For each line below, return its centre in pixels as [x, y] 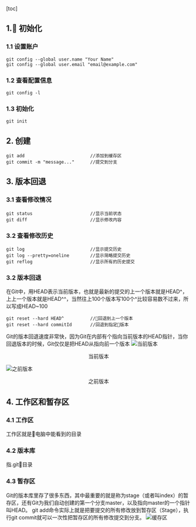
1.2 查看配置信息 [29, 80]
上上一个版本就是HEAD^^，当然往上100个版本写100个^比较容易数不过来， [95, 299]
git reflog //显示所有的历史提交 [70, 262]
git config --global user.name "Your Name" [60, 59]
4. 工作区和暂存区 [38, 402]
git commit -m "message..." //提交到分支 [62, 162]
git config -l [23, 93]
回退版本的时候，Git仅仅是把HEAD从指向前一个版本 [68, 344]
